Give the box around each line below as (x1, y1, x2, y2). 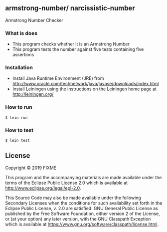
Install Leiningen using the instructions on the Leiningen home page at (12, 86, 157, 92)
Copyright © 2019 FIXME (5, 165, 57, 171)
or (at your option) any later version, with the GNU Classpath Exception (5, 216, 151, 222)
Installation (5, 64, 33, 71)
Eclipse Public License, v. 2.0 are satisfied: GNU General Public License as (5, 205, 158, 211)
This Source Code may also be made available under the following (5, 195, 141, 201)
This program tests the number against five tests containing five (12, 46, 144, 52)
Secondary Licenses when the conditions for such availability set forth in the (5, 200, 163, 206)
